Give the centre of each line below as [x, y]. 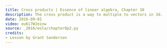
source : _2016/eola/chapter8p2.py [42, 28]
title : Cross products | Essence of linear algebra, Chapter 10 [75, 10]
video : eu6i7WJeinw [26, 24]
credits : [15, 33]
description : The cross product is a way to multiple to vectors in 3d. [84, 14]
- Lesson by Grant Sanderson [36, 38]
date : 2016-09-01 [24, 19]
